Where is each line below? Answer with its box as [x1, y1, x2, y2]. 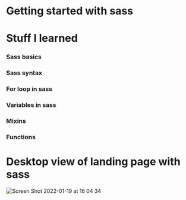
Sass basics [6, 53, 42, 61]
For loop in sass [6, 85, 52, 93]
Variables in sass [6, 101, 56, 109]
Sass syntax [6, 69, 43, 77]
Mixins [6, 116, 26, 125]
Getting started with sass [6, 4, 134, 18]
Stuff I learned [6, 32, 78, 45]
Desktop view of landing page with [6, 155, 181, 168]
